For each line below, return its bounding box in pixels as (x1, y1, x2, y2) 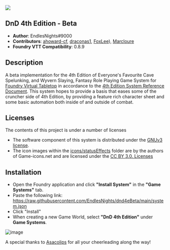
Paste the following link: (12, 192, 62, 199)
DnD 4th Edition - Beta (5, 19, 77, 28)
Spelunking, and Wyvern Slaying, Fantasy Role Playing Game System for (5, 77, 157, 84)
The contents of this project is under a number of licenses (5, 127, 127, 133)
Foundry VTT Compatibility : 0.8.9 (12, 43, 85, 49)
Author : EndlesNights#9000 (12, 33, 72, 39)
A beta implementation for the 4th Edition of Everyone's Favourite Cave (5, 72, 154, 78)
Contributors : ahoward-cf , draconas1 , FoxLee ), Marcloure (12, 38, 134, 44)
